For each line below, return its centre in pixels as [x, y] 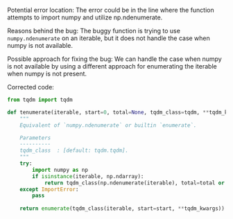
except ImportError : [49, 189]
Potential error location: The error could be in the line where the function [111, 10]
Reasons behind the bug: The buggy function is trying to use [94, 31]
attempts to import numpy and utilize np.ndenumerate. [85, 17]
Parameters [35, 138]
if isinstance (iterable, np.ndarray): [88, 176]
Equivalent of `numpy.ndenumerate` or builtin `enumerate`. [108, 125]
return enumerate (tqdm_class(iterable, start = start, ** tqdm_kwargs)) [122, 209]
